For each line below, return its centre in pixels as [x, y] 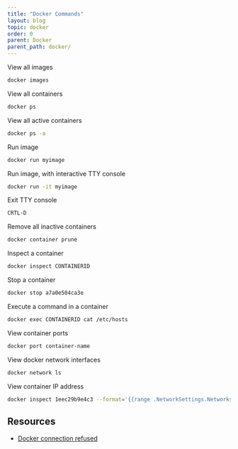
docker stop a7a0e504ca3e [45, 293]
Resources [32, 421]
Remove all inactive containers [52, 227]
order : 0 [20, 34]
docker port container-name [49, 346]
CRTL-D [17, 213]
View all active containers [45, 120]
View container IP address [46, 386]
